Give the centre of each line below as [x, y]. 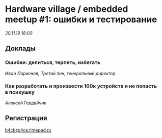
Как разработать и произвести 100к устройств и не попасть [81, 86]
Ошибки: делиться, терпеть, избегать [53, 62]
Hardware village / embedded [67, 9]
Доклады [20, 48]
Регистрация [26, 118]
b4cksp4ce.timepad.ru [28, 130]
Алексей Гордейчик [26, 103]
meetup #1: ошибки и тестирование [81, 19]
